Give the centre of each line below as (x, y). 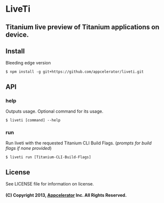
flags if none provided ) (29, 148)
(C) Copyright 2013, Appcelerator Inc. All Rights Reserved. (66, 195)
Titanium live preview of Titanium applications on (82, 27)
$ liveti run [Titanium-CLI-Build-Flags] (48, 157)
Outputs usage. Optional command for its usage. (54, 111)
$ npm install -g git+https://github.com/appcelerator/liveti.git (75, 72)
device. (17, 34)
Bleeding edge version (28, 63)
